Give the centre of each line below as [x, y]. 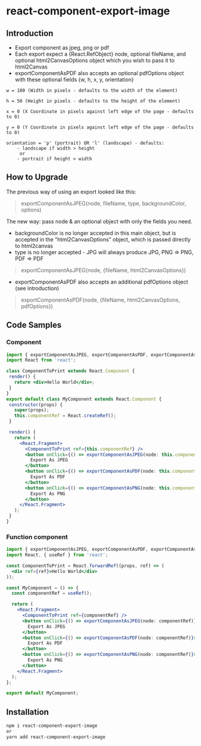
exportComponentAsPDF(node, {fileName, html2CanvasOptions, [100, 300]
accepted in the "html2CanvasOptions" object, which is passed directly [103, 239]
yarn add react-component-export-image [56, 737]
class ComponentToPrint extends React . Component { [71, 371]
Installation [28, 712]
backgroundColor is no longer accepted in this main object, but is [95, 233]
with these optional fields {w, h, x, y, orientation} [74, 80]
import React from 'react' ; [41, 360]
